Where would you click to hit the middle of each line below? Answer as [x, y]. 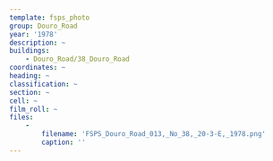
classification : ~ [43, 84]
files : [21, 117]
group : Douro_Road [43, 26]
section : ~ [30, 92]
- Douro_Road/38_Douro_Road [77, 59]
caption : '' [64, 142]
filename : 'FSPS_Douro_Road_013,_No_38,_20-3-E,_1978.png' [154, 134]
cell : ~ [24, 101]
